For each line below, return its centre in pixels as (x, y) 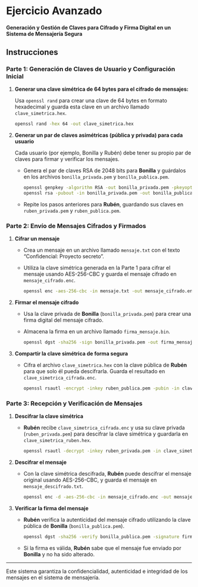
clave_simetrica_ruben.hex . (57, 440)
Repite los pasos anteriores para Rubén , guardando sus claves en (103, 205)
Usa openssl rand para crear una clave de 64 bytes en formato (91, 101)
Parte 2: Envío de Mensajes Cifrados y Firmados (76, 226)
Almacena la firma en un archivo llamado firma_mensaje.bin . (97, 332)
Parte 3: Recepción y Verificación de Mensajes (74, 403)
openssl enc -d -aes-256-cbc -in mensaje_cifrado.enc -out (98, 497)
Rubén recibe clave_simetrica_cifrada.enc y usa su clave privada (104, 428)
